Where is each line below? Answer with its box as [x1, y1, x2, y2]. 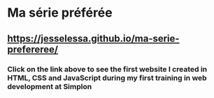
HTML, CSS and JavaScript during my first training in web [7, 73, 208, 83]
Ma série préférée [7, 5, 113, 21]
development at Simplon [7, 81, 92, 91]
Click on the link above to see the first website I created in [7, 64, 208, 74]
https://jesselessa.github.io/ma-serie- [7, 33, 180, 44]
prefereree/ [7, 43, 58, 55]
